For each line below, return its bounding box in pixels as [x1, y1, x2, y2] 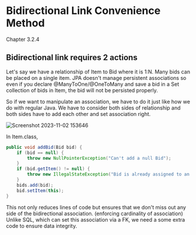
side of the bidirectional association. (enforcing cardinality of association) [6, 210, 183, 217]
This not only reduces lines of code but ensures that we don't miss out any [6, 204, 186, 211]
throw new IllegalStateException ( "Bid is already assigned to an [27, 171, 190, 177]
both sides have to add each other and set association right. [6, 110, 151, 117]
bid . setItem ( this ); [16, 188, 64, 194]
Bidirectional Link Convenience [6, 4, 161, 17]
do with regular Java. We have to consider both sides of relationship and [6, 104, 181, 111]
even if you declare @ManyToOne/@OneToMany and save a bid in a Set [6, 80, 180, 87]
